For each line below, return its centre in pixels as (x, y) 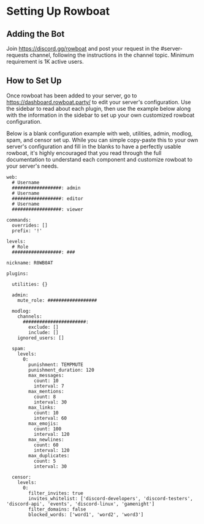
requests (17, 55)
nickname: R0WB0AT (30, 263)
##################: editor (48, 198)
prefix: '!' (27, 231)
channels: (30, 316)
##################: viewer (48, 209)
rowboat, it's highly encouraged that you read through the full (84, 153)
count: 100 (47, 429)
